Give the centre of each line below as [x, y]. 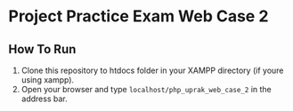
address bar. [44, 99]
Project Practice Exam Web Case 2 [138, 16]
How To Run [42, 49]
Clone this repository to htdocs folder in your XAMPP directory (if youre [152, 70]
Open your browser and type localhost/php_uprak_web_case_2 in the [146, 89]
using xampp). [48, 80]
